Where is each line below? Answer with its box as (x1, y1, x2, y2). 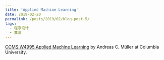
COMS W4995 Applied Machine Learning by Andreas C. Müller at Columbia (5, 44, 160, 50)
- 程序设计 (9, 26, 29, 31)
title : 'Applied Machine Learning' (5, 7, 79, 12)
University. (5, 49, 27, 55)
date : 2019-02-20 (5, 12, 41, 17)
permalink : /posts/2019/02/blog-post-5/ (5, 16, 90, 21)
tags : (5, 21, 16, 26)
